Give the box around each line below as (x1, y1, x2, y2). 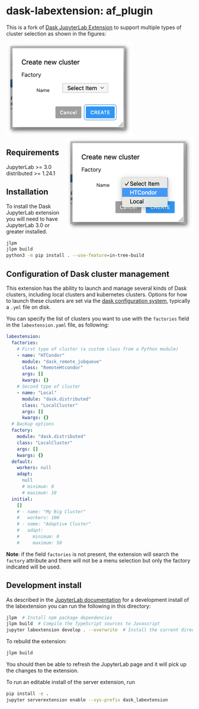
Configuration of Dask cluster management (6, 269, 170, 279)
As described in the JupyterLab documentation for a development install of (6, 596, 190, 603)
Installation (6, 187, 49, 197)
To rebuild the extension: (6, 638, 67, 645)
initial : (11, 496, 33, 502)
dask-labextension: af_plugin (6, 4, 153, 18)
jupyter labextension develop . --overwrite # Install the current (6, 627, 179, 633)
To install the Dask (6, 203, 52, 210)
